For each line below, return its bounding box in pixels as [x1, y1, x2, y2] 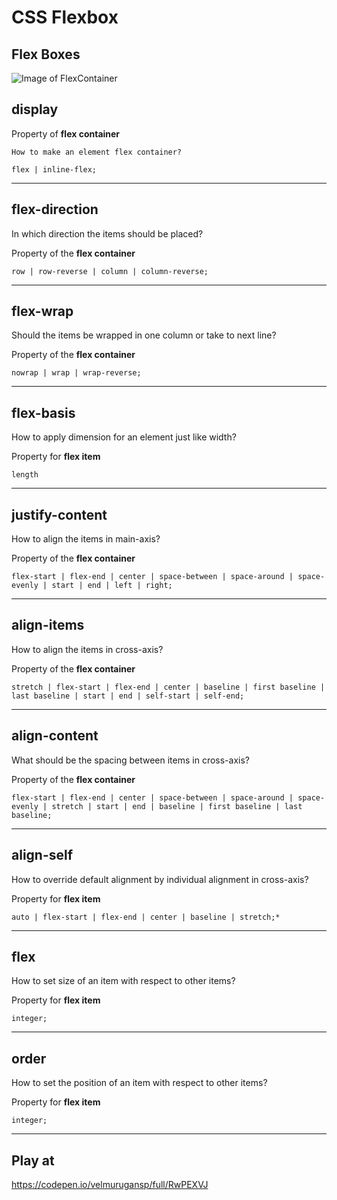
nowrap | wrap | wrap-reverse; [11, 368, 142, 378]
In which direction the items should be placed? [11, 227, 204, 240]
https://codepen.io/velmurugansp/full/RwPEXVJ [11, 1178, 209, 1190]
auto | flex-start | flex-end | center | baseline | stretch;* [11, 912, 281, 922]
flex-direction [11, 201, 99, 218]
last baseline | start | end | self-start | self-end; [11, 691, 245, 701]
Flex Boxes [11, 46, 81, 63]
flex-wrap [11, 303, 74, 320]
